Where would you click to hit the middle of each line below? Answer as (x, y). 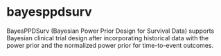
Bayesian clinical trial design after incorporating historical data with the (108, 38)
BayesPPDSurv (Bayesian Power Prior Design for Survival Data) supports (110, 31)
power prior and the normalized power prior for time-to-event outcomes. (110, 45)
